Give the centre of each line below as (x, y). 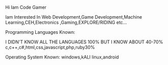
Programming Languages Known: (40, 32)
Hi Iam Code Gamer (26, 7)
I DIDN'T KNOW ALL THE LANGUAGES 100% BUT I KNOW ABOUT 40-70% (84, 42)
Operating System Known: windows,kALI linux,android (62, 57)
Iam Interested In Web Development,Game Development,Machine (74, 17)
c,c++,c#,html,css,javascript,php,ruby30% (50, 47)
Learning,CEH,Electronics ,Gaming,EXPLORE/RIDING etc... (66, 22)
